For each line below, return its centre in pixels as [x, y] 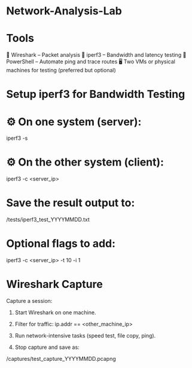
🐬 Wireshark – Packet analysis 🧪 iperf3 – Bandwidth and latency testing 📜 [96, 55]
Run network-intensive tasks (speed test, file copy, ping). [85, 335]
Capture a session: [29, 301]
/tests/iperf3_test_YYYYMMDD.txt [48, 220]
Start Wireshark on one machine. [55, 312]
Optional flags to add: [61, 244]
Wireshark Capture [54, 284]
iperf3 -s [17, 138]
